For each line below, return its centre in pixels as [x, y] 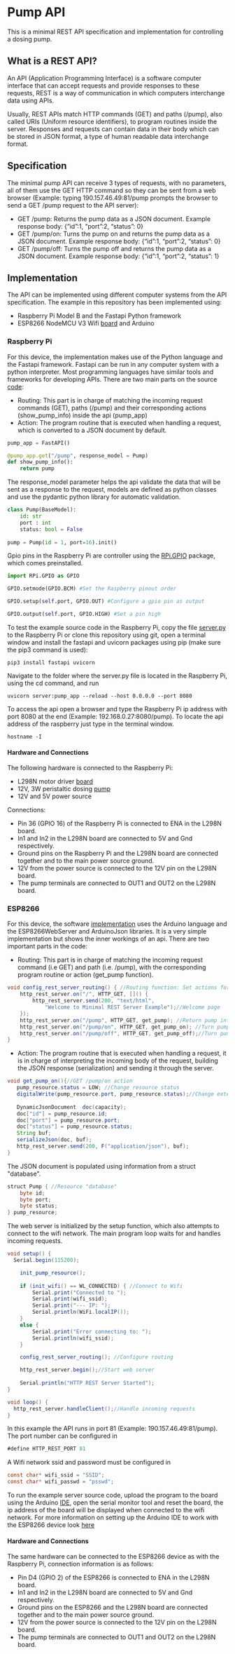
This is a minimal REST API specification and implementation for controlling [115, 32]
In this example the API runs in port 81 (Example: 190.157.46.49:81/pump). [113, 1429]
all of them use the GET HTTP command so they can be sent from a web [112, 190]
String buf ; [34, 1134]
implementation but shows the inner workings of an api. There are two [108, 939]
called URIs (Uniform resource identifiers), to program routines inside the [112, 121]
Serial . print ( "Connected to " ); [80, 1292]
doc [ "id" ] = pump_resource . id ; [62, 1114]
